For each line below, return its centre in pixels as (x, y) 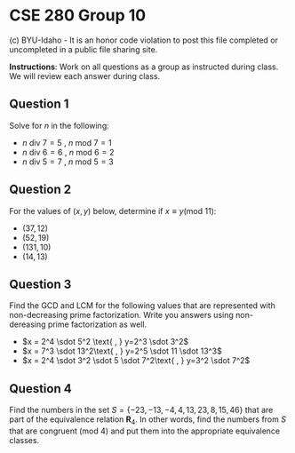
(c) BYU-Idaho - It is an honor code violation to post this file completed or (144, 40)
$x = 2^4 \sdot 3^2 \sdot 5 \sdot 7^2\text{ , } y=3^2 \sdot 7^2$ (136, 361)
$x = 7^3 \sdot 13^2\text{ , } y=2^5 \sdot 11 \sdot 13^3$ (122, 351)
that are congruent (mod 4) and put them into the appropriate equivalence (145, 431)
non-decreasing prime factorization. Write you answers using (121, 315)
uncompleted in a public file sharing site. (84, 49)
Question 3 (40, 284)
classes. (24, 440)
